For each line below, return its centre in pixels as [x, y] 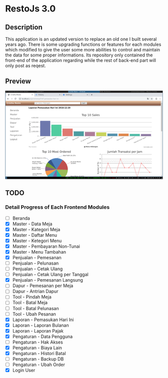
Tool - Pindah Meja [32, 297]
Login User [24, 371]
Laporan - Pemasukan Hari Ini [43, 320]
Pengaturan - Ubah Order [39, 365]
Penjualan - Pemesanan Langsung [48, 280]
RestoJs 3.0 [30, 9]
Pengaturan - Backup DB [38, 359]
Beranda [21, 218]
